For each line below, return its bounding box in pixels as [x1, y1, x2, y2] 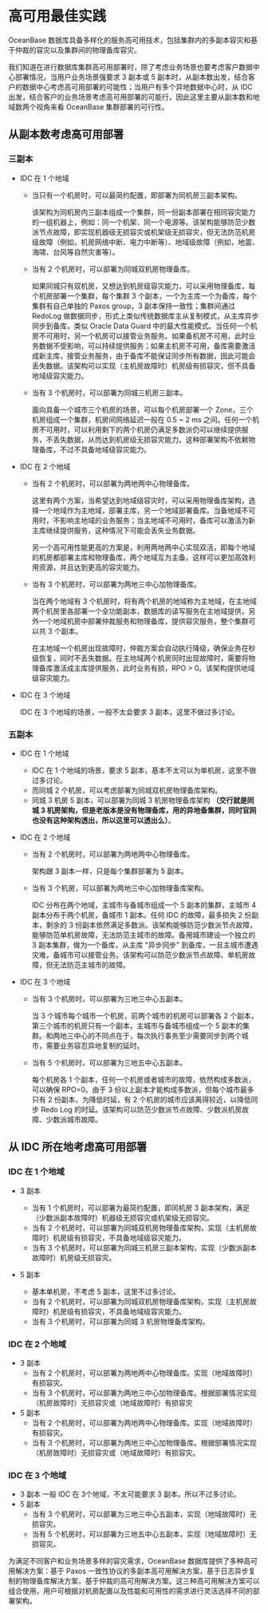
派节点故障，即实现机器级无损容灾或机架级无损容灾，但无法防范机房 [31, 227, 256, 236]
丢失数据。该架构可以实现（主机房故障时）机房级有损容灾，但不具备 [31, 361, 256, 370]
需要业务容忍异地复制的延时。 [45, 1041, 144, 1050]
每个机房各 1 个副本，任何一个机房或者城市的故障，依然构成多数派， [31, 1074, 256, 1084]
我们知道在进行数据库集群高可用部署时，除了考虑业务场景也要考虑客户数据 [8, 61, 253, 72]
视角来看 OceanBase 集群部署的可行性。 [35, 101, 169, 112]
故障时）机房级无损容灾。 [31, 1252, 116, 1262]
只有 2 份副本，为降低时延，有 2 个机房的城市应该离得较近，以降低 [31, 1094, 251, 1104]
